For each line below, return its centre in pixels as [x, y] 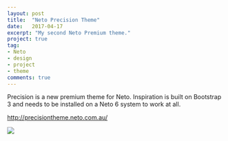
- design [20, 58]
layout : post [26, 13]
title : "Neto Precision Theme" [53, 20]
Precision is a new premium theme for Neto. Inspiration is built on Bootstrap [114, 97]
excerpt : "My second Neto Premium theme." [69, 33]
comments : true [29, 77]
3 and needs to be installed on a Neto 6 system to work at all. [94, 105]
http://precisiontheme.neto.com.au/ [58, 118]
